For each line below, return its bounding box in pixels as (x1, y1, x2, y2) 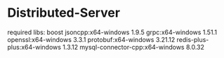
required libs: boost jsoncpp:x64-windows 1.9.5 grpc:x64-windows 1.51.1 (7, 28, 218, 36)
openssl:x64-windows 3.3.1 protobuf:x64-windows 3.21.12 (7, 35, 176, 43)
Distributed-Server (7, 5, 121, 21)
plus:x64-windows (7, 43, 62, 51)
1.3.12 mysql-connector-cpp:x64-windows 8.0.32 (62, 43, 205, 51)
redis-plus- (176, 35, 209, 43)
